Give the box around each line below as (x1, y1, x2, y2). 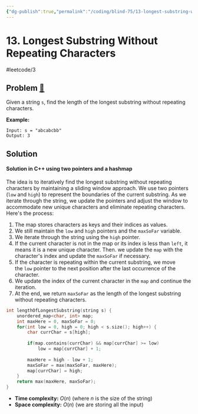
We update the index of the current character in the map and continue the (14, 277, 192, 284)
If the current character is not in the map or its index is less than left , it (14, 240, 188, 247)
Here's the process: (6, 210, 54, 217)
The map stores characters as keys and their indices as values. (14, 221, 168, 228)
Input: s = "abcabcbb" (6, 128, 62, 134)
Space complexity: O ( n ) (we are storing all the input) (14, 401, 144, 408)
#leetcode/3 (6, 66, 36, 73)
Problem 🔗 (6, 83, 45, 93)
